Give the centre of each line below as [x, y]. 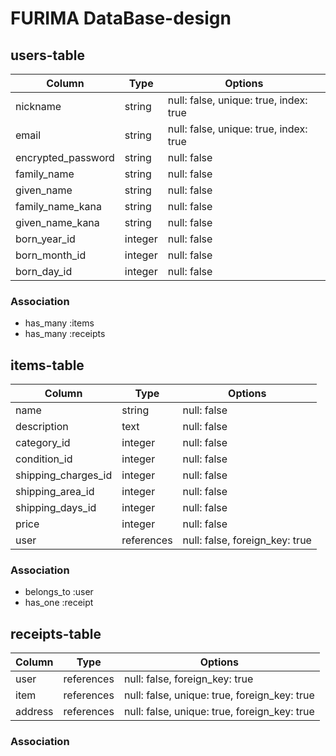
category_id [43, 443]
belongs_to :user [59, 592]
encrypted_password [65, 157]
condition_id [44, 459]
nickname [38, 106]
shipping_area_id [55, 492]
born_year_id [45, 239]
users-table [47, 55]
